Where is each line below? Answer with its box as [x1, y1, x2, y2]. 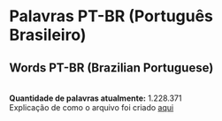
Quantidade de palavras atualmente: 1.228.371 [9, 93, 182, 103]
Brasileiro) [9, 25, 87, 45]
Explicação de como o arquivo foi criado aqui [9, 102, 174, 112]
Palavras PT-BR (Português [9, 6, 214, 26]
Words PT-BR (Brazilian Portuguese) [9, 60, 214, 75]
